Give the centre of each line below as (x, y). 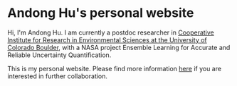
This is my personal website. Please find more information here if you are (115, 68)
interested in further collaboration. (58, 76)
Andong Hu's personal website (101, 13)
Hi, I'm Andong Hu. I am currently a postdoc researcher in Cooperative (111, 32)
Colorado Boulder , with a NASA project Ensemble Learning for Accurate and (119, 47)
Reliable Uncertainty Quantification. (59, 55)
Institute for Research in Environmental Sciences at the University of (107, 39)
